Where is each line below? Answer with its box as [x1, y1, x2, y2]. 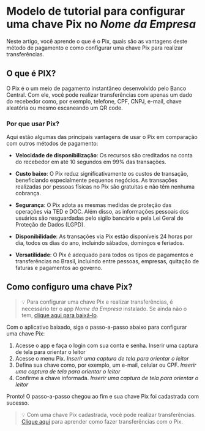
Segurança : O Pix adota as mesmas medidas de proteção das [15, 201, 172, 209]
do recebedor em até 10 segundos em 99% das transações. [15, 158, 166, 166]
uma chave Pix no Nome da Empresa [6, 17, 196, 31]
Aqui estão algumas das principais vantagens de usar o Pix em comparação [6, 133, 198, 141]
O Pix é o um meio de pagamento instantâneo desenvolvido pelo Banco [6, 84, 187, 92]
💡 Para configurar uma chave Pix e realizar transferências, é [21, 298, 173, 305]
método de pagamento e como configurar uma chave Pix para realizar [6, 44, 184, 51]
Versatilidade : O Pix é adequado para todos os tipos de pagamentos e [15, 251, 194, 258]
